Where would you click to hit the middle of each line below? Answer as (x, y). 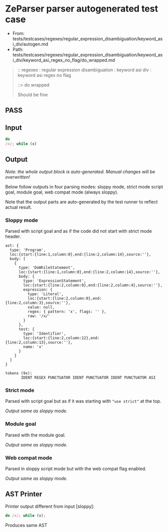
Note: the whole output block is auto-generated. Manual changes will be (80, 171)
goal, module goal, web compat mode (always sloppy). (62, 192)
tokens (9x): (19, 373)
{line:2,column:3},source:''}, (38, 303)
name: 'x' (33, 347)
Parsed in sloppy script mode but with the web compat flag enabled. (76, 469)
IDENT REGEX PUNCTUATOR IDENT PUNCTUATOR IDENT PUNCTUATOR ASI (88, 378)
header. (13, 236)
